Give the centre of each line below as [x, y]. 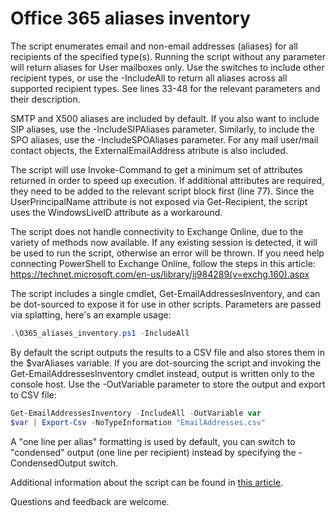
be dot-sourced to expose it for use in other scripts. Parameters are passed [166, 304]
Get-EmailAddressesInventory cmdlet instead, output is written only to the [162, 373]
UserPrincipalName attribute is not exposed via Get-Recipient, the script [159, 201]
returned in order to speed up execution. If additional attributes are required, [167, 180]
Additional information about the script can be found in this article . [147, 482]
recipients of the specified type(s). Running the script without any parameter [168, 56]
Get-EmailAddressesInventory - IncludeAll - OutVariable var [136, 413]
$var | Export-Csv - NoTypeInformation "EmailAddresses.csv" [138, 422]
